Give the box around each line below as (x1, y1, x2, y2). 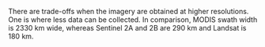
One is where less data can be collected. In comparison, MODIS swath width (8, 15, 258, 24)
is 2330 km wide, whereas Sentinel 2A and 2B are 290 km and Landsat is (8, 23, 247, 32)
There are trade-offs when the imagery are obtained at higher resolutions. (8, 7, 249, 16)
